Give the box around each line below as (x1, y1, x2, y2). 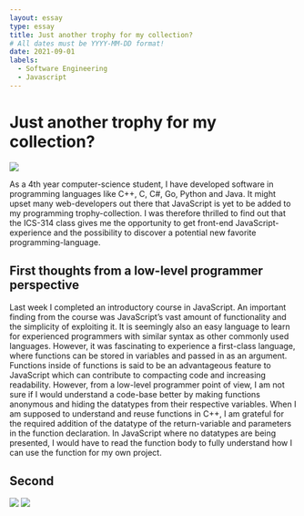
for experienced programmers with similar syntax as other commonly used (9, 330, 289, 342)
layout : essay (9, 13, 64, 23)
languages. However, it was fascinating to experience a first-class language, (9, 340, 296, 351)
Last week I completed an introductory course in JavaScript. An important (9, 302, 287, 313)
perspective (9, 277, 80, 293)
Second (9, 473, 55, 489)
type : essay (9, 22, 55, 31)
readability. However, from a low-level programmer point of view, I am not (9, 379, 285, 390)
